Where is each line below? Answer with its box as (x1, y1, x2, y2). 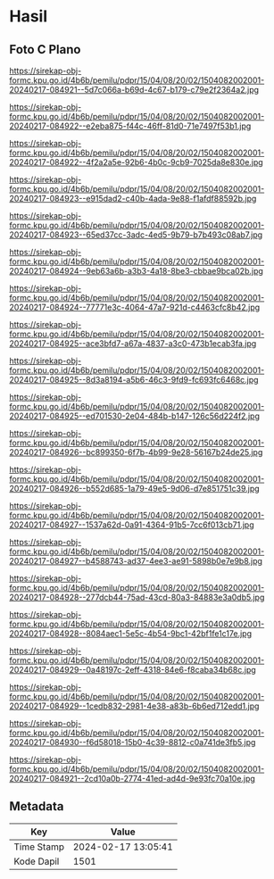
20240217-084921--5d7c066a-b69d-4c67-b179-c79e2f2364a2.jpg (9, 85, 260, 95)
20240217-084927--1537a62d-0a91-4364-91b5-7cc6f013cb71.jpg (9, 519, 254, 530)
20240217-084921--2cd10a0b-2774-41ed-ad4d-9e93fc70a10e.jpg (9, 774, 256, 784)
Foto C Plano (9, 42, 81, 57)
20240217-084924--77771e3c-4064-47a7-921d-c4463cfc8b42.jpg (9, 302, 261, 312)
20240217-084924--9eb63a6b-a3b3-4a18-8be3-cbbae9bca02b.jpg (9, 266, 263, 276)
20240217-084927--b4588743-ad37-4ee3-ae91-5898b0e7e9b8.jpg (9, 556, 263, 566)
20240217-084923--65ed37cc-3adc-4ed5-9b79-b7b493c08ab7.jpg (9, 229, 263, 240)
